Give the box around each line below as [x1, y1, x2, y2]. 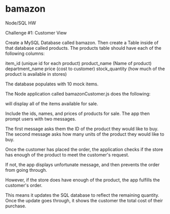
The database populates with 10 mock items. [5, 81, 99, 87]
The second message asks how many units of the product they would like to [5, 131, 164, 137]
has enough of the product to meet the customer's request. [5, 151, 129, 158]
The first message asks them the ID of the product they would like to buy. [5, 126, 159, 132]
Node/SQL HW [5, 20, 37, 26]
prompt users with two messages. [5, 115, 76, 122]
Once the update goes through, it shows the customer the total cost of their [5, 197, 163, 203]
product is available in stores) [5, 71, 67, 77]
